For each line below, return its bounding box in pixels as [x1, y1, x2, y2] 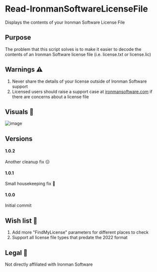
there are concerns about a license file [12, 93, 89, 100]
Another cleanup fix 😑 [5, 159, 50, 165]
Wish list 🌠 [5, 216, 38, 225]
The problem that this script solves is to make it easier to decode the [5, 46, 142, 52]
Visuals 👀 [5, 107, 34, 116]
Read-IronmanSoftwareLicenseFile [5, 3, 148, 15]
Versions [5, 135, 33, 143]
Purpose [5, 33, 31, 42]
